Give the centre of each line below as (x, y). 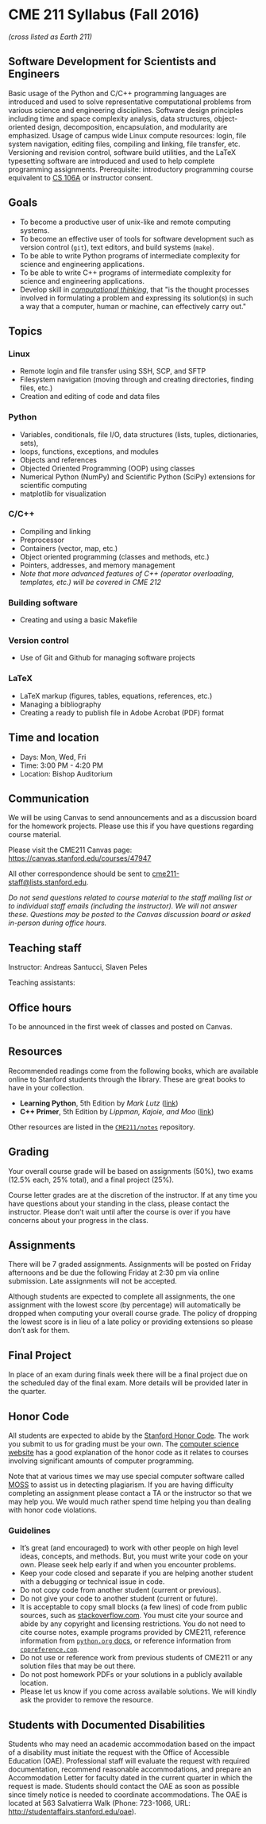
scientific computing (53, 485)
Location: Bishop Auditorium (66, 773)
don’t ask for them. (39, 1330)
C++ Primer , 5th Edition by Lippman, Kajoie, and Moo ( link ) (117, 1111)
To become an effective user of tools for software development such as (137, 238)
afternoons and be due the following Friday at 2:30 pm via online (114, 1272)
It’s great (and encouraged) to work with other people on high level (129, 1548)
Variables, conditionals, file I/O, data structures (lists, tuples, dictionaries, (139, 434)
